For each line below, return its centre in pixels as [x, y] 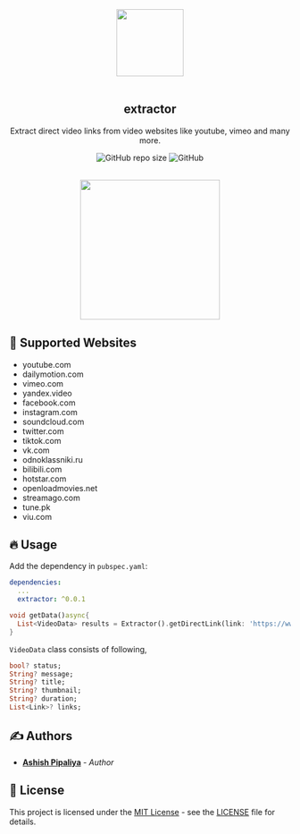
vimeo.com [43, 383]
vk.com [36, 450]
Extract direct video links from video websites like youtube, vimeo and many [150, 131]
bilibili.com [42, 469]
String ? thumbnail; [46, 691]
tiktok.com [42, 440]
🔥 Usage [33, 545]
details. [23, 821]
